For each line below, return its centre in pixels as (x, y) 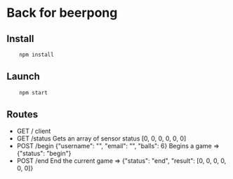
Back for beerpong (62, 13)
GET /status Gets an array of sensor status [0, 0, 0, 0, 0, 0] (101, 138)
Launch (23, 77)
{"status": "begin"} (44, 153)
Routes (22, 114)
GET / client (34, 131)
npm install (36, 55)
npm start (34, 92)
